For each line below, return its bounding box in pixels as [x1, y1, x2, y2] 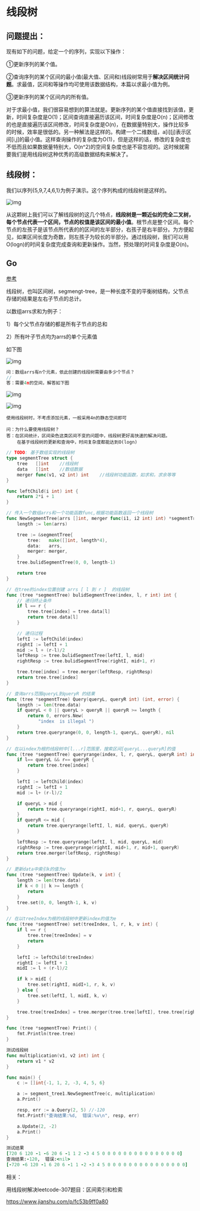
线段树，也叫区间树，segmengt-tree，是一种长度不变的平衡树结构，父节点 [6, 287, 189, 295]
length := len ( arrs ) [17, 521, 68, 527]
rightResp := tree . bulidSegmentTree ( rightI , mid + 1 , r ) [17, 658, 156, 664]
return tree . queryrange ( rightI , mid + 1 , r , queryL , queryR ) [27, 806, 177, 812]
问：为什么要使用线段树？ [6, 427, 60, 432]
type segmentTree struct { [6, 455, 73, 462]
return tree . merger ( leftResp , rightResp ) [17, 850, 121, 856]
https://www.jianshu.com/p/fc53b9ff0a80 [6, 1198, 109, 1205]
